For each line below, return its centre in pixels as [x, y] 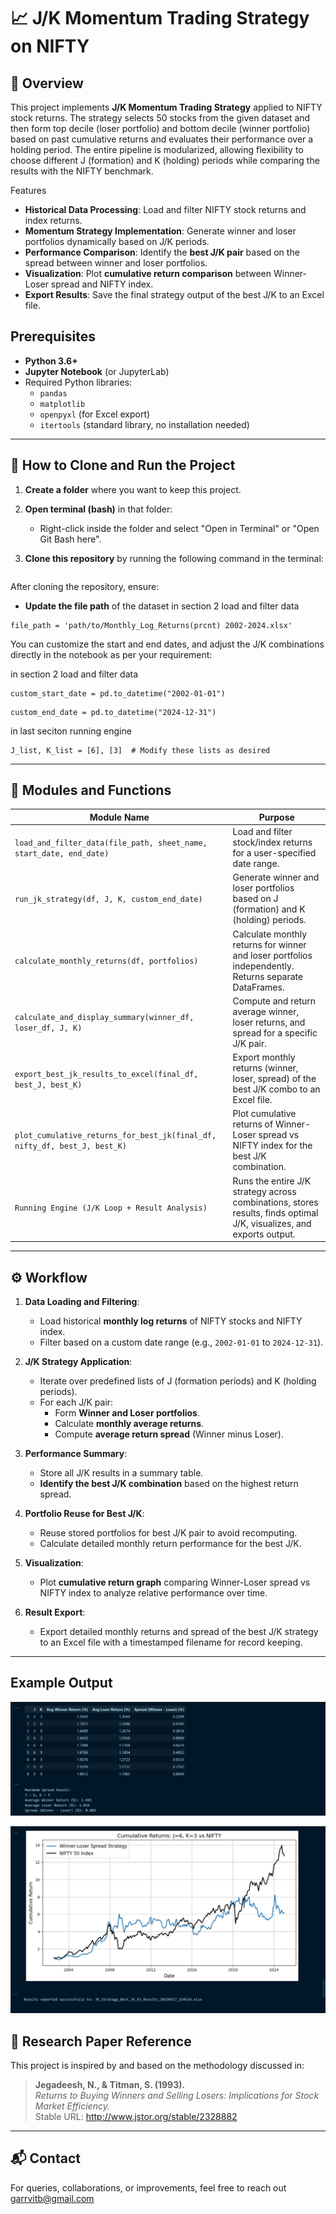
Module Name [119, 817]
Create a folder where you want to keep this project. [133, 489]
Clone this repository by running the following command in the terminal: [174, 558]
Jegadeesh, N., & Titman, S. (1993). [110, 2084]
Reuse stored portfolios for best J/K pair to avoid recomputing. [168, 1533]
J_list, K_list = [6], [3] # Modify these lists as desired [140, 750]
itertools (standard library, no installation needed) [144, 424]
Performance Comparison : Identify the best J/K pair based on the [162, 252]
